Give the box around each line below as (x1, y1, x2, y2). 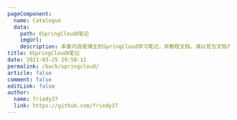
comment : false (7, 76, 52, 83)
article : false (7, 69, 52, 76)
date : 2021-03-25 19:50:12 (7, 56, 87, 64)
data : (13, 23, 30, 30)
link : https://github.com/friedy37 (13, 102, 119, 109)
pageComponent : (7, 10, 52, 18)
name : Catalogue (13, 17, 61, 24)
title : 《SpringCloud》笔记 (7, 50, 80, 57)
